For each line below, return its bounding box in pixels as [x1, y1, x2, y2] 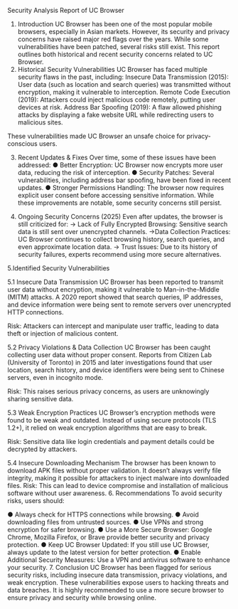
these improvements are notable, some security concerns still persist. [17, 198, 222, 207]
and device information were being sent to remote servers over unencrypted [7, 300, 231, 309]
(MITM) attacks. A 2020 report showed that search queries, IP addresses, [7, 293, 223, 301]
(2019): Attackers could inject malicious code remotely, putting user [17, 95, 216, 104]
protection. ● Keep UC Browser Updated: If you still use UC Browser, [7, 541, 210, 549]
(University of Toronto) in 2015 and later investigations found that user [7, 359, 213, 366]
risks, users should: [7, 497, 65, 504]
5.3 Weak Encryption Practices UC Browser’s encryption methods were [7, 408, 216, 417]
